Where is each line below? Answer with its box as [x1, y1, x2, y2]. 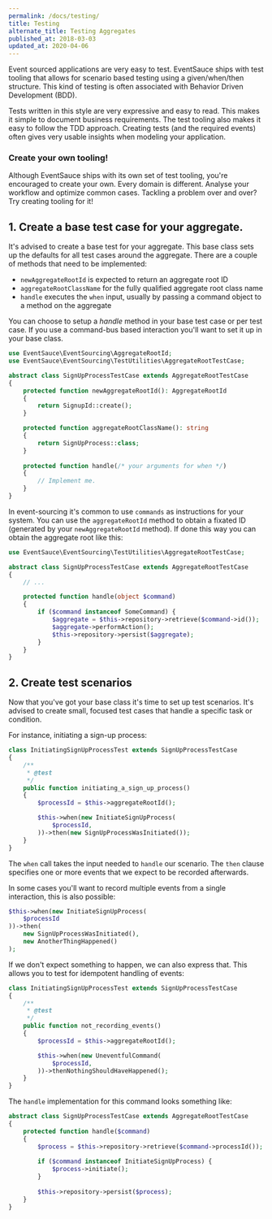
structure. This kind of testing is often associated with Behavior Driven [8, 82, 244, 92]
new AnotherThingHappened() [23, 938, 118, 946]
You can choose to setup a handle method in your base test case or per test [8, 316, 262, 326]
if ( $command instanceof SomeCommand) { [37, 608, 176, 616]
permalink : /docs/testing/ [8, 11, 100, 20]
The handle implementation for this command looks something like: [8, 1096, 233, 1106]
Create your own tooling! [8, 152, 109, 163]
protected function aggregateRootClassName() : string [23, 424, 209, 432]
